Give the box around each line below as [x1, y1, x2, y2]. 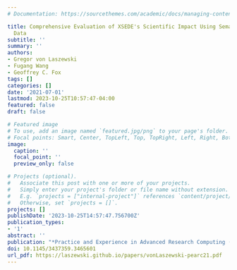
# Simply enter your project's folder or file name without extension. [7, 186, 229, 193]
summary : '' [7, 43, 42, 50]
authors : [7, 49, 33, 56]
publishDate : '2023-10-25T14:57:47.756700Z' [7, 212, 140, 219]
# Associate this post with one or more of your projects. [7, 180, 191, 187]
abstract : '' [7, 232, 46, 239]
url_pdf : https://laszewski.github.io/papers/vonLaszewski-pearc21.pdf [7, 252, 222, 259]
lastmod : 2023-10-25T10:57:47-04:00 [7, 95, 115, 102]
